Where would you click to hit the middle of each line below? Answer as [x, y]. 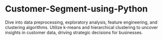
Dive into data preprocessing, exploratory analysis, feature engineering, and [81, 22]
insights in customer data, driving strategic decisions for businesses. [74, 32]
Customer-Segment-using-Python [76, 9]
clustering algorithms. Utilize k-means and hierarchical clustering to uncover [81, 27]
